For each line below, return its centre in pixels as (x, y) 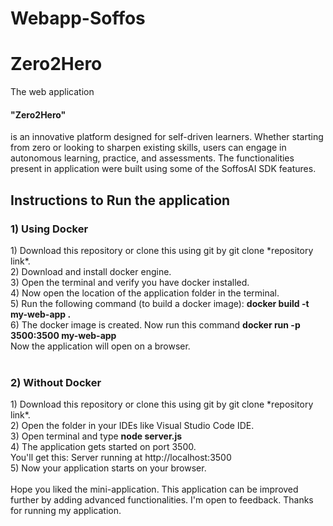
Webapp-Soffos (78, 18)
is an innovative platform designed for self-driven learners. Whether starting (167, 137)
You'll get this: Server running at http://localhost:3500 (121, 458)
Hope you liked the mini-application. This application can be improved (154, 489)
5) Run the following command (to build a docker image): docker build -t (160, 304)
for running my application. (66, 511)
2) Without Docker (56, 382)
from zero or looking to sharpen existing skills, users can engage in (148, 148)
